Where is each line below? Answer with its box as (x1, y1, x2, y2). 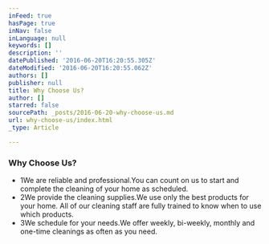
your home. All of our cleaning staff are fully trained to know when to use (19, 201, 262, 211)
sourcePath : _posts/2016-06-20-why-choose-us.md (8, 109, 174, 117)
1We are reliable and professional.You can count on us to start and (19, 176, 239, 185)
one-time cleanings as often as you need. (19, 226, 158, 237)
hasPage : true (8, 19, 56, 27)
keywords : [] (8, 42, 52, 50)
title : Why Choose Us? (8, 86, 84, 95)
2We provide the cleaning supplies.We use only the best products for (19, 193, 249, 202)
